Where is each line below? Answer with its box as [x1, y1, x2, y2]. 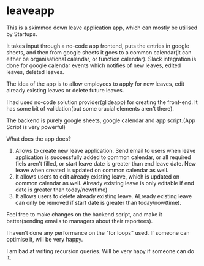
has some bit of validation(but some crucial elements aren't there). [6, 105, 175, 112]
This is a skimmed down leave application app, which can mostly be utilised [6, 24, 198, 31]
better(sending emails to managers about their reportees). [6, 217, 153, 224]
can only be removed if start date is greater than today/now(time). [15, 199, 182, 206]
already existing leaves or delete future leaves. [6, 86, 124, 94]
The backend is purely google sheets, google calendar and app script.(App [6, 117, 196, 124]
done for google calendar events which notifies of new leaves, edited [6, 62, 181, 69]
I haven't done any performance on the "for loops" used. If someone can [6, 229, 190, 236]
